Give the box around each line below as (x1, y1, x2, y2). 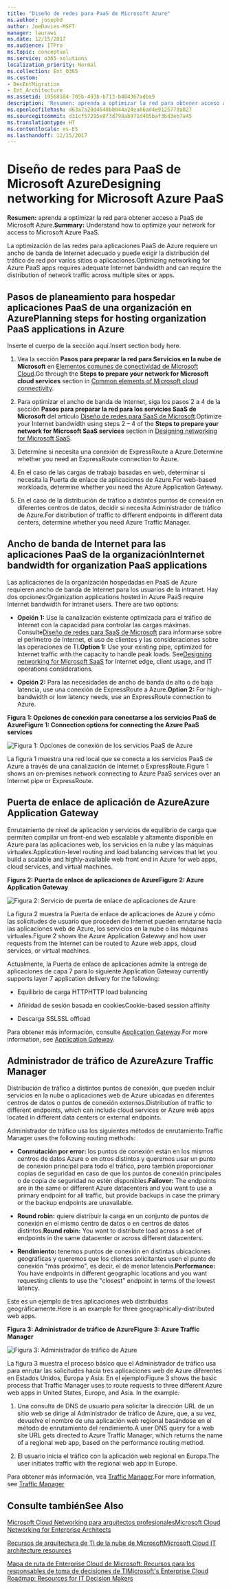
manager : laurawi (7, 29, 57, 37)
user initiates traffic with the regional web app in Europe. (16, 1459, 177, 1468)
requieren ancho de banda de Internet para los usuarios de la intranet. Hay (7, 585, 219, 594)
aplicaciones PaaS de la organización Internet (7, 549, 205, 560)
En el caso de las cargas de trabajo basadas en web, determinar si (16, 468, 206, 476)
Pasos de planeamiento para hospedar (7, 291, 176, 303)
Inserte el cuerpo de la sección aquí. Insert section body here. (7, 342, 181, 350)
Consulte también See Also (7, 1500, 124, 1512)
